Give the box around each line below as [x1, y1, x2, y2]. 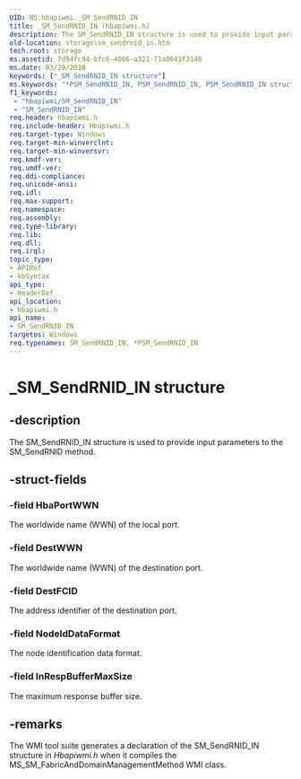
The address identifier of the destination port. [9, 605, 177, 616]
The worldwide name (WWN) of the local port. [9, 520, 180, 530]
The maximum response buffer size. [9, 690, 142, 701]
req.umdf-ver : [9, 163, 63, 172]
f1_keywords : [9, 88, 58, 97]
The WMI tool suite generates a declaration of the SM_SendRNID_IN [9, 740, 260, 751]
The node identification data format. [9, 648, 142, 659]
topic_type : [9, 255, 54, 265]
